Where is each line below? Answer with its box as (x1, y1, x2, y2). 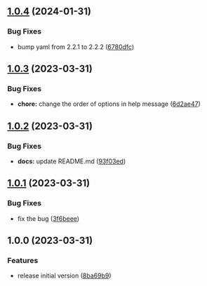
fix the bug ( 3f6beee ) (17, 214, 79, 223)
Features (7, 256, 39, 266)
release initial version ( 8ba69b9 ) (17, 271, 112, 280)
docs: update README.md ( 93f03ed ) (17, 157, 126, 165)
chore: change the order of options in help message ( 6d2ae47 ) (17, 100, 201, 108)
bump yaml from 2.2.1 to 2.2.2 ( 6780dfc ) (17, 42, 135, 51)
